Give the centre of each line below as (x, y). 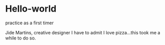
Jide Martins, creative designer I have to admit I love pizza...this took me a (83, 32)
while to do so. (21, 38)
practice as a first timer (30, 23)
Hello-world (31, 9)
